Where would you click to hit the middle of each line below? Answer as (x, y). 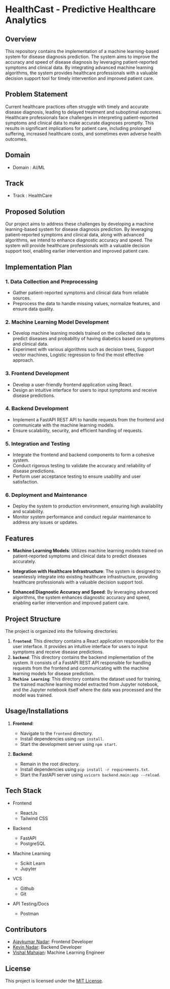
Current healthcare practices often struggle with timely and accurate (77, 106)
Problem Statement (37, 95)
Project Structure (33, 619)
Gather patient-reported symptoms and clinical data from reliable (80, 292)
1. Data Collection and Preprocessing (52, 281)
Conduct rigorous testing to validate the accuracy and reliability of (82, 466)
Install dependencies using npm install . (62, 739)
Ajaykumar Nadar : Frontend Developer (53, 942)
